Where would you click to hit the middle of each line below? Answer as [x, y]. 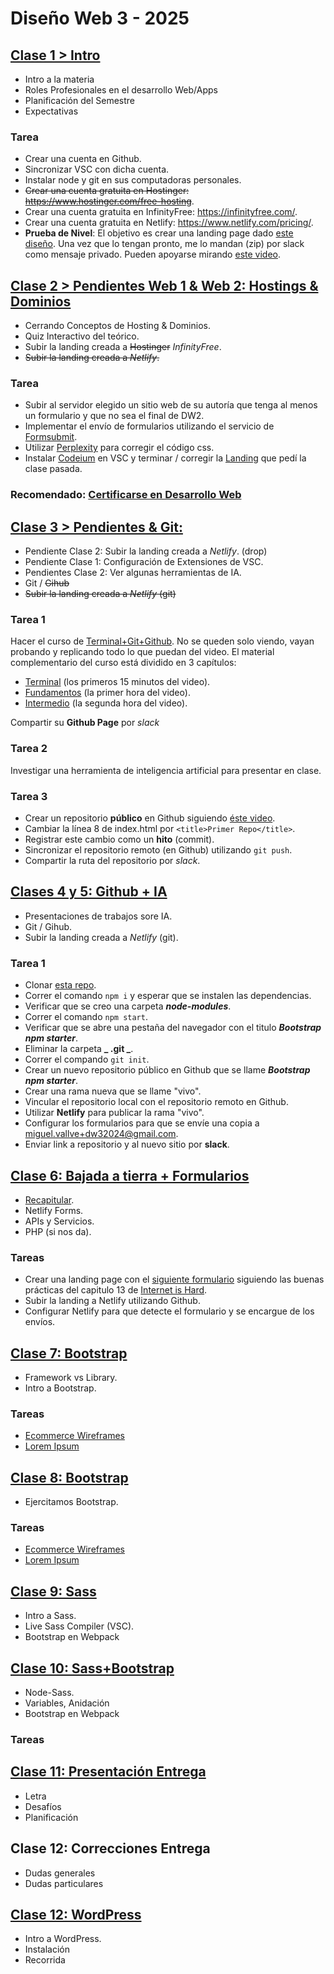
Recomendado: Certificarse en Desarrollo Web [126, 495]
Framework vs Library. [71, 1378]
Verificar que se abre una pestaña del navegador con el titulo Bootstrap [173, 1028]
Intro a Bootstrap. [60, 1388]
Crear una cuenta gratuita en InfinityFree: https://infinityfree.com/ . [161, 212]
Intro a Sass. [50, 1616]
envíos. [40, 1322]
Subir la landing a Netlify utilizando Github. [112, 1301]
